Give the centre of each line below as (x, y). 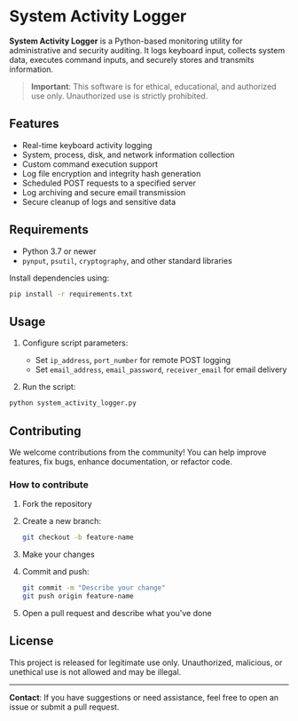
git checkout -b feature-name (78, 538)
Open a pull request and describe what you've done (117, 613)
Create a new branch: (62, 521)
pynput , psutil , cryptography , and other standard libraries (127, 260)
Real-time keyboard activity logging (87, 145)
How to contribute (49, 484)
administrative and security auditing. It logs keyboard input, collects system (147, 50)
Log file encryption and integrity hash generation (111, 173)
